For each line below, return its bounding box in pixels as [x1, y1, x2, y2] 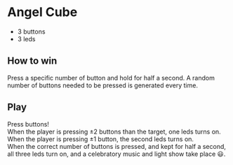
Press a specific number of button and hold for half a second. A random [7, 73, 215, 82]
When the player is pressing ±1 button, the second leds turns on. [7, 134, 194, 143]
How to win [7, 55, 58, 67]
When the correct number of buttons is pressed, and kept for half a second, [7, 142, 227, 150]
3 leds [17, 34, 36, 43]
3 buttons [17, 27, 46, 36]
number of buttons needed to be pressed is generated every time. [7, 81, 199, 89]
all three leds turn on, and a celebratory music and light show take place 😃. [7, 150, 226, 158]
